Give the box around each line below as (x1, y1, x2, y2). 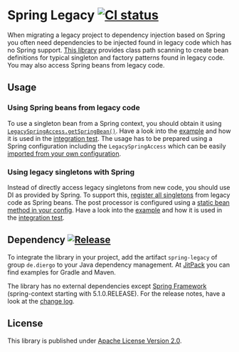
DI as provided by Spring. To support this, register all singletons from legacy (7, 191, 230, 199)
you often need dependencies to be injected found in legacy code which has (7, 38, 232, 46)
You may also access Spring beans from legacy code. (7, 60, 165, 69)
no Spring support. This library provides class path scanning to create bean (7, 46, 229, 54)
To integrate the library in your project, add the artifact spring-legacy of (7, 252, 218, 261)
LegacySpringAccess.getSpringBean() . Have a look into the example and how (7, 127, 231, 135)
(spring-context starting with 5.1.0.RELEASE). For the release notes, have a (7, 289, 225, 298)
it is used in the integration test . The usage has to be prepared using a (7, 134, 213, 142)
